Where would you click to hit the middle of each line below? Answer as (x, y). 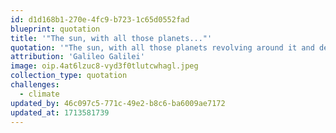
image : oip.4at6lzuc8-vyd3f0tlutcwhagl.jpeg (104, 66)
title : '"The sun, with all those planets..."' (111, 38)
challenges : (35, 85)
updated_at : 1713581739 (60, 112)
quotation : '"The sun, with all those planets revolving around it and (162, 47)
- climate (39, 94)
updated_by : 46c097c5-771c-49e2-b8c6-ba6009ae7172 (118, 103)
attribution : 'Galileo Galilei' (77, 57)
